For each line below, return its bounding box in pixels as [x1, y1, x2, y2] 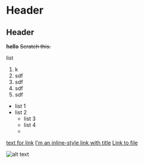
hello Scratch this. [6, 43, 51, 50]
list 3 [23, 115, 36, 122]
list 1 [14, 103, 26, 110]
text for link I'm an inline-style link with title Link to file [6, 139, 138, 146]
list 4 [23, 122, 36, 128]
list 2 [14, 109, 27, 116]
